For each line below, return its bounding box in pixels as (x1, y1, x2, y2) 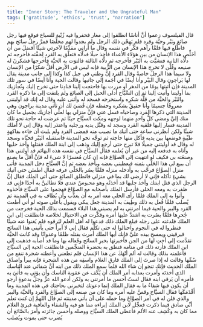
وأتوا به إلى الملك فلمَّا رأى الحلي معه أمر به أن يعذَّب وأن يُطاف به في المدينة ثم (7, 192, 185, 199)
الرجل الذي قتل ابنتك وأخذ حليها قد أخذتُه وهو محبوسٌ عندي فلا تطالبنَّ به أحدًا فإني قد (7, 179, 197, 186)
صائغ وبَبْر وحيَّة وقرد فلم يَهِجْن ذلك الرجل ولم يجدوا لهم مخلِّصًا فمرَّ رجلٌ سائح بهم (7, 37, 188, 45)
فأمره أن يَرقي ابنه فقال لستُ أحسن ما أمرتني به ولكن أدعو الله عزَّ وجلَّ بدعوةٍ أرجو (7, 275, 194, 282)
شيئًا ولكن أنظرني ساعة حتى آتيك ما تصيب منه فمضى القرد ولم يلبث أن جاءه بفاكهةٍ (7, 128, 193, 135)
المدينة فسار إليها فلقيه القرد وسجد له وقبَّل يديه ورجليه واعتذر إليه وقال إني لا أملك (7, 121, 192, 128)
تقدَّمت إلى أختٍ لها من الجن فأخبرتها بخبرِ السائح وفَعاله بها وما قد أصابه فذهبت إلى (7, 236, 192, 244)
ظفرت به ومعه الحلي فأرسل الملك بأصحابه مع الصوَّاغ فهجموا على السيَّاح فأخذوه (7, 185, 188, 192)
